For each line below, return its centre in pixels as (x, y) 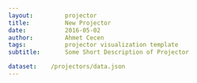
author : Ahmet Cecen (56, 38)
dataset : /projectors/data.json (67, 67)
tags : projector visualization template (93, 45)
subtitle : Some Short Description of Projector (99, 52)
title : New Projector (60, 23)
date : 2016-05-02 (55, 30)
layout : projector (53, 15)
